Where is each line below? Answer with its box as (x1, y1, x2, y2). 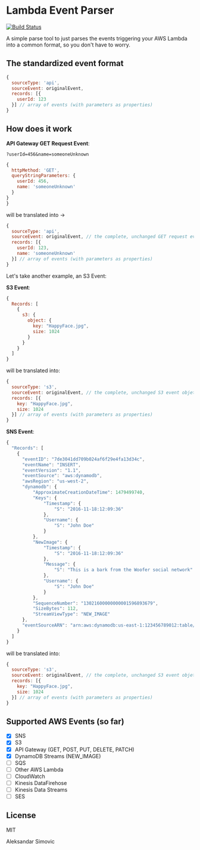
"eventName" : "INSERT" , (21, 462, 82, 468)
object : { (27, 317, 52, 323)
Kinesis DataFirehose (14, 779, 67, 786)
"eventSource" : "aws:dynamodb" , (21, 473, 102, 479)
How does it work (6, 124, 73, 134)
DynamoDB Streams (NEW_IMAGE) (14, 752, 101, 759)
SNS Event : (6, 428, 35, 435)
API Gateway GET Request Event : (6, 139, 90, 147)
